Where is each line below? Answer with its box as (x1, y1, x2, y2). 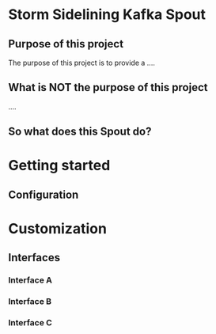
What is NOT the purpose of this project (8, 81, 208, 94)
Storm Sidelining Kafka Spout (8, 6, 206, 24)
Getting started (8, 157, 111, 175)
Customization (8, 219, 107, 237)
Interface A (8, 275, 53, 286)
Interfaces (8, 251, 61, 264)
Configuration (8, 188, 79, 201)
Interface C (8, 317, 53, 328)
